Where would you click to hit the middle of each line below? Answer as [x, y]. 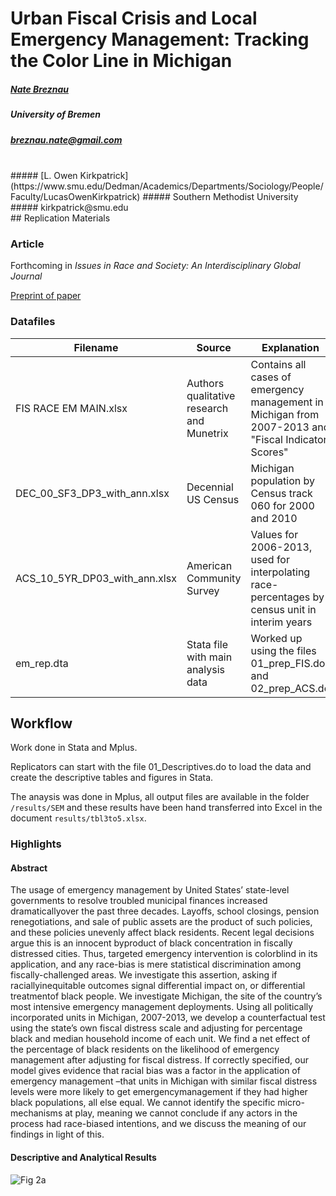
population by [282, 480]
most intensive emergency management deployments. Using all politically [162, 1007]
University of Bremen [55, 114]
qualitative [211, 395]
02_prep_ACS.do [290, 688]
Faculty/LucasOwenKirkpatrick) [75, 196]
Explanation [290, 347]
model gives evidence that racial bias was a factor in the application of [155, 1071]
